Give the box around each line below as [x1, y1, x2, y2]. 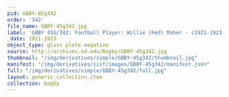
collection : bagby [7, 80, 60, 87]
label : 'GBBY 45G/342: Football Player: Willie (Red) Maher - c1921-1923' [7, 29, 226, 36]
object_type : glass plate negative [7, 42, 109, 48]
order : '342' [7, 16, 45, 23]
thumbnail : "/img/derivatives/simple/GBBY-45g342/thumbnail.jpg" [7, 55, 197, 61]
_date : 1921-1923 [7, 36, 57, 42]
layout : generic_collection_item [7, 73, 103, 81]
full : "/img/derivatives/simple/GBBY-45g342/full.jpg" [7, 67, 167, 74]
